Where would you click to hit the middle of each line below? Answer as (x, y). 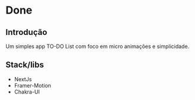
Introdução (26, 32)
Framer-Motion (33, 85)
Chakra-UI (27, 92)
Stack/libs (25, 65)
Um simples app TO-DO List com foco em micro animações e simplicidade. (97, 46)
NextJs (23, 79)
